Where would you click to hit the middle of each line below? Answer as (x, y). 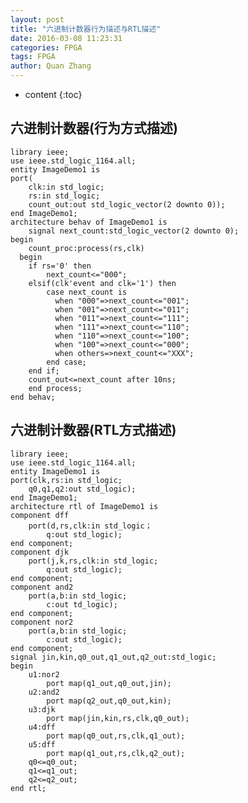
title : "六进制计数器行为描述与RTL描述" (86, 29)
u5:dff (42, 744)
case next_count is (87, 292)
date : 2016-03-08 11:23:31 (66, 38)
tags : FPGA (33, 57)
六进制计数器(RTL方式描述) (93, 430)
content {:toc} (53, 94)
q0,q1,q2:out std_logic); (82, 489)
